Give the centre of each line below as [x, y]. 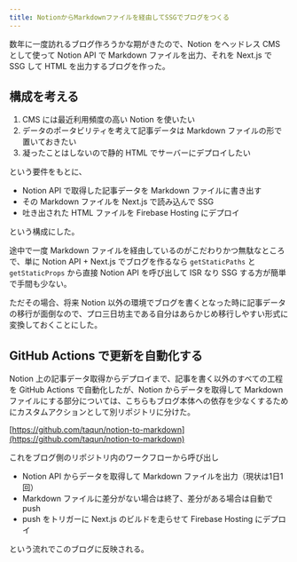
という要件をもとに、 [48, 172]
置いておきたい [49, 142]
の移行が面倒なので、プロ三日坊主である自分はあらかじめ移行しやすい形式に [149, 314]
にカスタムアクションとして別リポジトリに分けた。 [102, 412]
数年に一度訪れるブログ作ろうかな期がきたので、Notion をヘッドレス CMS [145, 44]
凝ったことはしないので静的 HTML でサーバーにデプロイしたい [136, 153]
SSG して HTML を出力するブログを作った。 [90, 66]
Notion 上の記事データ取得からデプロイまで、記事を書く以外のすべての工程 [146, 379]
